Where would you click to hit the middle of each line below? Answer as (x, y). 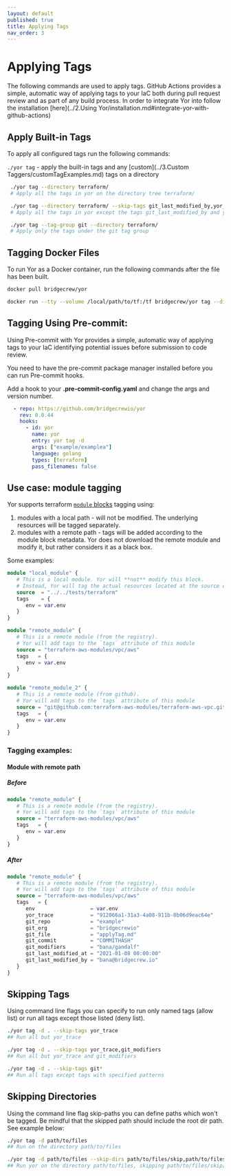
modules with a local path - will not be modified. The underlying (107, 518)
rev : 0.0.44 (36, 415)
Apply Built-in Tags (49, 137)
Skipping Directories (52, 1097)
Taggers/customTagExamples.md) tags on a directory (83, 174)
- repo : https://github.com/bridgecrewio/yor (80, 409)
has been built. (28, 277)
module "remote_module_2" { (47, 688)
